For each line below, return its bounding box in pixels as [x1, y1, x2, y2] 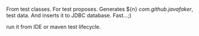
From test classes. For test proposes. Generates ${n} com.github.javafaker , [6, 6, 194, 12]
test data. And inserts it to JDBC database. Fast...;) [6, 12, 132, 19]
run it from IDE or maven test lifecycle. [6, 24, 101, 30]
